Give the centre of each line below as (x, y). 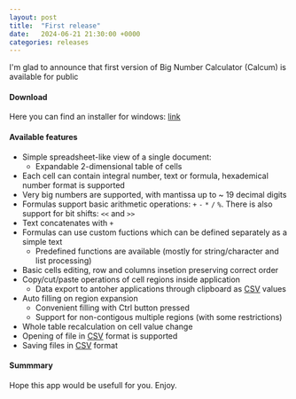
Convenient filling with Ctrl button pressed (113, 308)
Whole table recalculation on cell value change (107, 326)
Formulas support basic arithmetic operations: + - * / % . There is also (147, 204)
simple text (42, 241)
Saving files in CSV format (70, 345)
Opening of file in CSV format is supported (100, 336)
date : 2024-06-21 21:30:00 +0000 (75, 34)
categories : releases (49, 42)
